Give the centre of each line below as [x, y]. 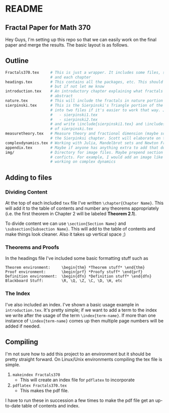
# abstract [61, 96]
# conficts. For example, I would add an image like [107, 157]
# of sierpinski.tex [72, 129]
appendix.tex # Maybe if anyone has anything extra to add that [82, 148]
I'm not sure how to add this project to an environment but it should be [78, 354]
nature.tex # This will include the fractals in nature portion [84, 101]
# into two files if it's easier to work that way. [105, 110]
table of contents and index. [51, 406]
